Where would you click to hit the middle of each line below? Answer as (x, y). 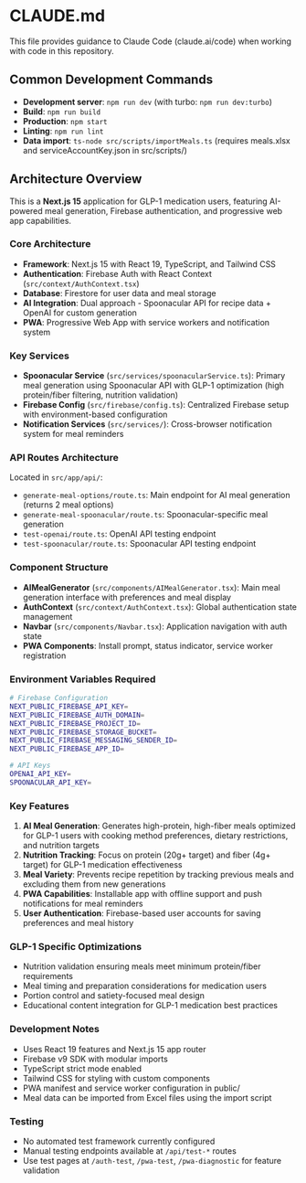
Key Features (40, 805)
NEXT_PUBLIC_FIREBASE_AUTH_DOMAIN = (77, 715)
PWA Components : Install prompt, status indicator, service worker (148, 645)
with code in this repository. (62, 50)
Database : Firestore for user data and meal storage (119, 293)
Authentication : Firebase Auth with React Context (117, 273)
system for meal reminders (73, 434)
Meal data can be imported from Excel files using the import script (147, 1097)
